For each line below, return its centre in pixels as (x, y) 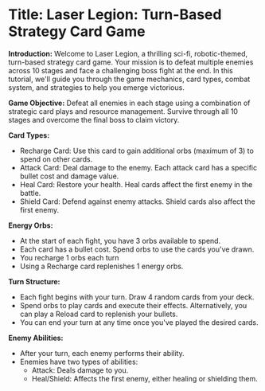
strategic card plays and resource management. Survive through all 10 (123, 111)
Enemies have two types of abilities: (79, 362)
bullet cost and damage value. (69, 176)
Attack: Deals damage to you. (80, 370)
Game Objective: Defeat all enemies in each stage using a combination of (129, 103)
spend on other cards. (56, 159)
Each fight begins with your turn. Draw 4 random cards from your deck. (137, 297)
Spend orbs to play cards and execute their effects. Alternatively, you (133, 305)
